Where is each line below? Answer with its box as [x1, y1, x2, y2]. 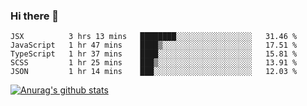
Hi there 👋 [10, 9, 60, 23]
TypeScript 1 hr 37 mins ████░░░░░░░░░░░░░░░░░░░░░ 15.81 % [10, 49, 298, 59]
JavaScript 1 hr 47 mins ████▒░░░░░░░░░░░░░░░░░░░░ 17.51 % [10, 40, 298, 51]
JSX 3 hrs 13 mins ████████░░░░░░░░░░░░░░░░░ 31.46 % [10, 32, 298, 42]
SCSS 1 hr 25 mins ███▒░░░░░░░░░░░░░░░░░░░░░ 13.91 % [10, 58, 298, 68]
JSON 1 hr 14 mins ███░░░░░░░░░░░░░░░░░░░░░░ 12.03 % [10, 67, 298, 77]
